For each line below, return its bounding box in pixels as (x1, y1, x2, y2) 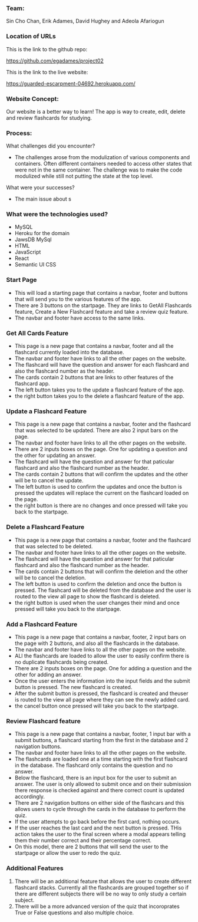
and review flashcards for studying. (6, 114, 93, 121)
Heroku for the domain (14, 230, 70, 237)
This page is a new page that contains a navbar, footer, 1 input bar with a (14, 730, 191, 737)
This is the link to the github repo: (6, 45, 87, 52)
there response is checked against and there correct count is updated (14, 787, 184, 794)
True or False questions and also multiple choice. (14, 909, 134, 916)
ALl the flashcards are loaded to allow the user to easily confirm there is (14, 652, 190, 659)
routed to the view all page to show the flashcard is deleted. (14, 592, 160, 600)
